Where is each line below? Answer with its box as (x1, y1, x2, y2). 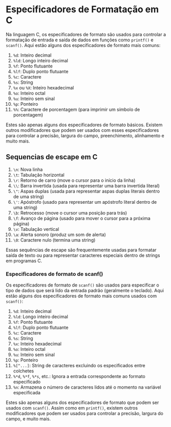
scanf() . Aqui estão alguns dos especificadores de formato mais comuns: (6, 42, 161, 48)
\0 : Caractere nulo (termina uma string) (13, 236, 96, 243)
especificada (13, 390, 41, 396)
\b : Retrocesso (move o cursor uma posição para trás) (13, 209, 127, 216)
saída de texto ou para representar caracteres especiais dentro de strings (6, 252, 160, 258)
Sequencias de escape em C (6, 153, 98, 161)
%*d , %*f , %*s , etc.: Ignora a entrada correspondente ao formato (13, 373, 146, 379)
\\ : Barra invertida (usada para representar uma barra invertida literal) (13, 182, 160, 188)
